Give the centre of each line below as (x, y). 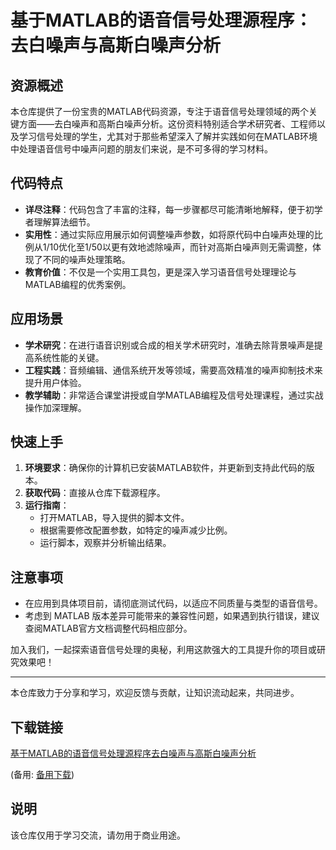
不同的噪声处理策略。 (86, 259)
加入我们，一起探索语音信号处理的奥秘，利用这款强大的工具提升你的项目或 (163, 650)
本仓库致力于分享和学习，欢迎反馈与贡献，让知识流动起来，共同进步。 (155, 693)
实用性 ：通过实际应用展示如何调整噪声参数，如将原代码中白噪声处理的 (169, 234)
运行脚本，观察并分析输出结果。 (105, 543)
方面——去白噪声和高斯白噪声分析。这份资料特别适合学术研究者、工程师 (167, 124)
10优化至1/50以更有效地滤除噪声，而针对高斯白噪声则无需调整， (181, 247)
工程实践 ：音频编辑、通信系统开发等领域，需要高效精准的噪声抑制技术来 (173, 370)
